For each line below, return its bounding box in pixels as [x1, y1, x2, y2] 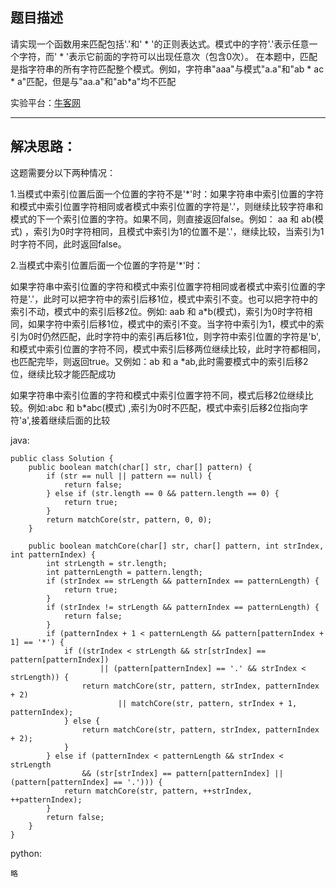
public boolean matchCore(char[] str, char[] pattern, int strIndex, [28, 541, 325, 551]
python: [10, 847, 42, 859]
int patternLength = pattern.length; [46, 567, 203, 577]
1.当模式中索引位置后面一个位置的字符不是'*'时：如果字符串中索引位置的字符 [10, 188, 325, 200]
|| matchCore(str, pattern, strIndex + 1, [117, 698, 298, 708]
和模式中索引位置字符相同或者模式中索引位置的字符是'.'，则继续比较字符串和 [10, 200, 324, 212]
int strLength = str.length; [46, 558, 168, 568]
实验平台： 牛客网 [10, 96, 81, 108]
